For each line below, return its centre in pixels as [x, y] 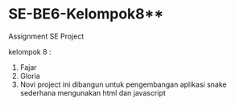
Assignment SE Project [46, 36]
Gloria [30, 75]
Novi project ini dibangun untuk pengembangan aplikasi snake [123, 84]
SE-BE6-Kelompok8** [86, 14]
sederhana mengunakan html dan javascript [93, 92]
